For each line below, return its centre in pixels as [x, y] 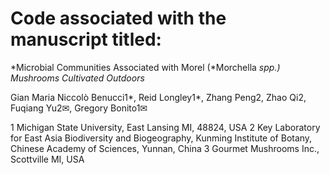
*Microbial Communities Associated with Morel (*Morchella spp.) [145, 67]
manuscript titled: [86, 39]
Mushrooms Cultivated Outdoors [77, 78]
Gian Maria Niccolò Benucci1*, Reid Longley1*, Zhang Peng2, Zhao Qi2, [158, 97]
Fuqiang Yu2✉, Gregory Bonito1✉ [79, 108]
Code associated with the [118, 18]
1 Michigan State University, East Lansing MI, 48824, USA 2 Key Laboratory [165, 127]
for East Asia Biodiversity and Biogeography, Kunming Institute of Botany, [161, 138]
